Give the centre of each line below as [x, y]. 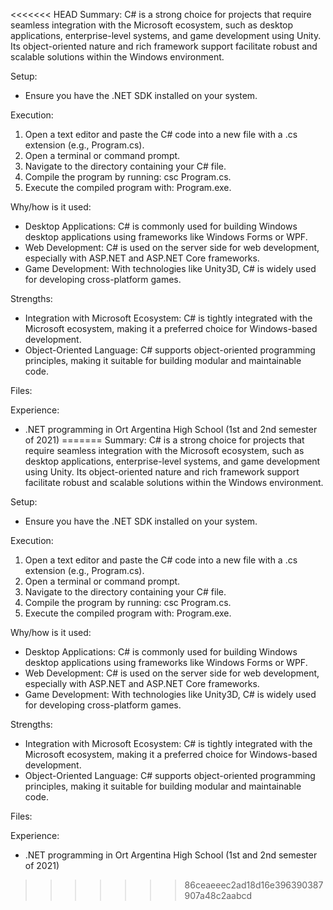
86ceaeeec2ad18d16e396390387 [254, 885]
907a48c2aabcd [218, 895]
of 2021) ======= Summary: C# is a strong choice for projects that [164, 440]
